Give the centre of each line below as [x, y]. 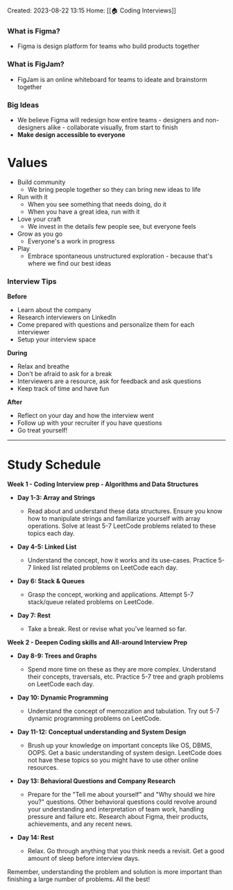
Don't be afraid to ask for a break [64, 374]
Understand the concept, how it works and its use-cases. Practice [122, 560]
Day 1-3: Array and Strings [56, 498]
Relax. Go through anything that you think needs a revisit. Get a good [126, 851]
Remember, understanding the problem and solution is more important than [115, 872]
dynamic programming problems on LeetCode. [94, 718]
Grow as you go [40, 234]
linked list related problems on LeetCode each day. [105, 568]
